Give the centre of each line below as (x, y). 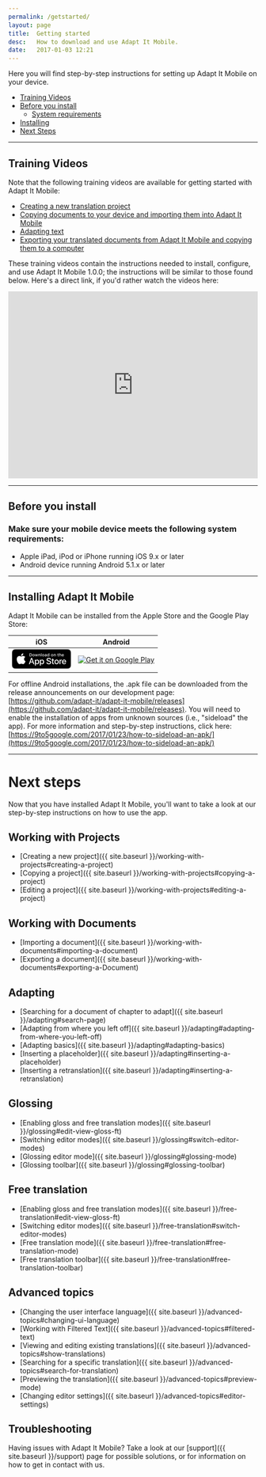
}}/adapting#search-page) (63, 1020)
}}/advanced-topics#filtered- (208, 1328)
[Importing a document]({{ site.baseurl (83, 943)
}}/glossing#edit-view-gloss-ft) (70, 1131)
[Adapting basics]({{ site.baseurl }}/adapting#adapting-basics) (122, 1046)
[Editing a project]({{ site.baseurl (73, 890)
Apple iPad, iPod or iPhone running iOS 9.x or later (102, 556)
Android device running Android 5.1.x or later (92, 564)
